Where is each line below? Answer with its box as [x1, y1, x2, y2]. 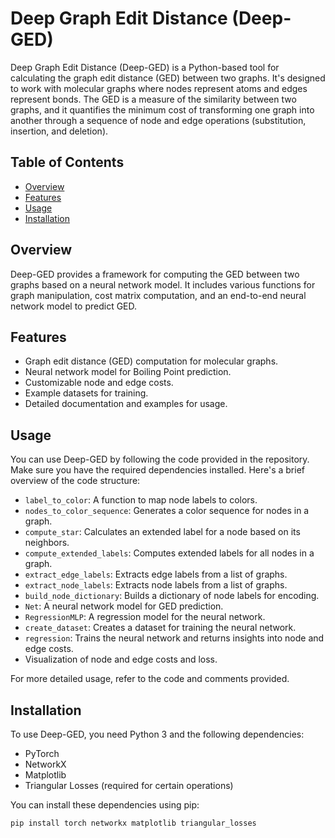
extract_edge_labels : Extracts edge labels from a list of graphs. [24, 568, 288, 581]
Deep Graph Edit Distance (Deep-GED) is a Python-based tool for [10, 61, 280, 73]
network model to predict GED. [10, 300, 138, 312]
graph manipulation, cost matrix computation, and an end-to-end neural [10, 289, 307, 301]
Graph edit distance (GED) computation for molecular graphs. [24, 355, 279, 367]
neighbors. [24, 537, 70, 549]
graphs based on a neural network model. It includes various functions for [10, 278, 316, 291]
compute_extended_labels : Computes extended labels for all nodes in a [24, 547, 315, 559]
